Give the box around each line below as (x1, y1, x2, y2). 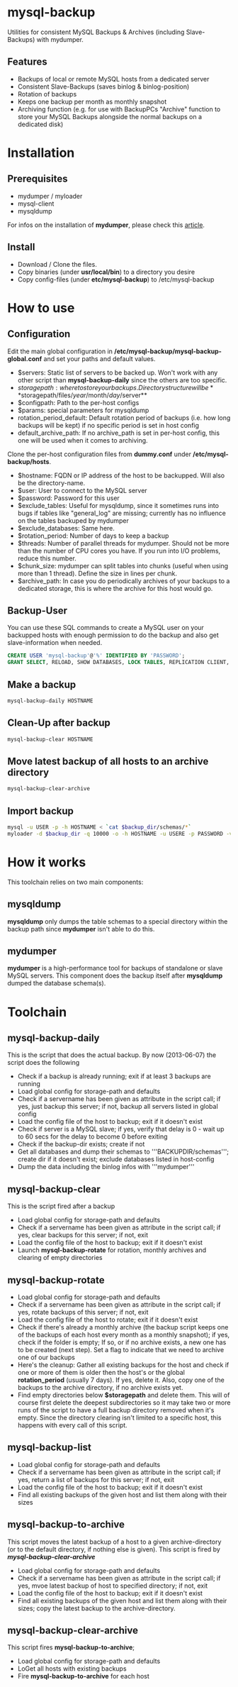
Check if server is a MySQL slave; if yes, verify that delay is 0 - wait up (17, 1125, 225, 1134)
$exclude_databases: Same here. (17, 524, 115, 532)
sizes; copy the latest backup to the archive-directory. (17, 1604, 176, 1613)
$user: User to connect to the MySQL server (17, 486, 147, 494)
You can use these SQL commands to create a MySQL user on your (7, 624, 204, 632)
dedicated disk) (17, 120, 64, 128)
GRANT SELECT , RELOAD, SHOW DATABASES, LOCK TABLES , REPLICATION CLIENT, (7, 659, 230, 666)
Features (7, 56, 47, 68)
